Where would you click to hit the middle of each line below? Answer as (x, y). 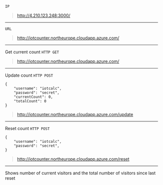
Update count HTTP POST (29, 75)
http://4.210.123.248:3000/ (43, 16)
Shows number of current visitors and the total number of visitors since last (81, 173)
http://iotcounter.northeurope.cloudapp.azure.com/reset (73, 159)
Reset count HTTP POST (27, 128)
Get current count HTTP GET (32, 52)
